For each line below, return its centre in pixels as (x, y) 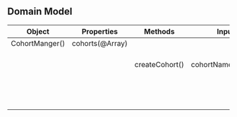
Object (38, 31)
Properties (100, 31)
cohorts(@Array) (100, 43)
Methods (159, 31)
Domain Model (40, 12)
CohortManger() (38, 43)
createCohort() (159, 64)
